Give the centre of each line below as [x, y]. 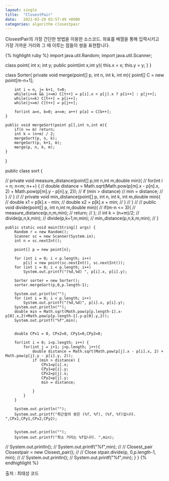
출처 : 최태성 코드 [22, 473]
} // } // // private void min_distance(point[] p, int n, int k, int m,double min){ [83, 197]
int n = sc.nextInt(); [38, 241]
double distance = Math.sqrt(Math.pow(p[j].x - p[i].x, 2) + [98, 352]
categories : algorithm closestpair [43, 24]
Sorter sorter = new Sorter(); [47, 281]
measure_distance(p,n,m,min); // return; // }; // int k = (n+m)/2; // [72, 213]
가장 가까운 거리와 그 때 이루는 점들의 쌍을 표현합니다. [58, 46]
